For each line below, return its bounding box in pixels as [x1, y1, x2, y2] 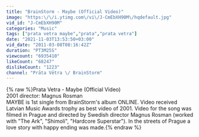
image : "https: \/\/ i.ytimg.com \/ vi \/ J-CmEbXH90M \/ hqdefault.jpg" [6, 14, 172, 20]
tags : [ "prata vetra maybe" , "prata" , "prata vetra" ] [6, 31, 137, 37]
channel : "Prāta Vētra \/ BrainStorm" [6, 70, 102, 76]
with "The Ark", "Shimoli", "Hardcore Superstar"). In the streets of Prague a [6, 117, 191, 125]
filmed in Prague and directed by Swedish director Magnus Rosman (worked [6, 111, 194, 119]
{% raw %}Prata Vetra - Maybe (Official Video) [6, 86, 121, 93]
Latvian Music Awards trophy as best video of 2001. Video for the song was [6, 105, 192, 112]
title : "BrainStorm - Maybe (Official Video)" [6, 8, 124, 15]
